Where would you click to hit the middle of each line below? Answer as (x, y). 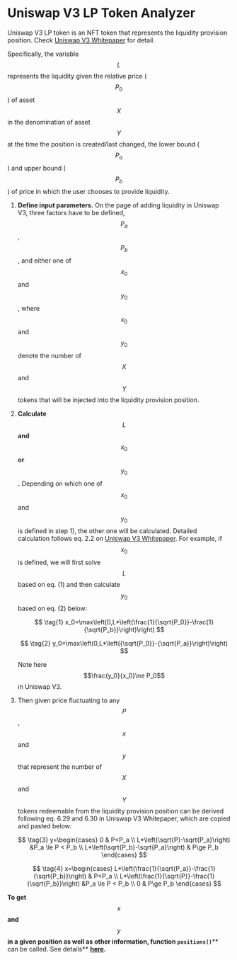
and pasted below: (45, 825)
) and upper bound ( (36, 168)
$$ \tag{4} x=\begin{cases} (73, 868)
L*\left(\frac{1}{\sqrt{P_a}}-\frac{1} (165, 868)
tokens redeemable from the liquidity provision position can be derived (121, 811)
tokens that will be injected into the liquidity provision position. (108, 400)
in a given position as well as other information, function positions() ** (113, 941)
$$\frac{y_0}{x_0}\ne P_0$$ (124, 675)
